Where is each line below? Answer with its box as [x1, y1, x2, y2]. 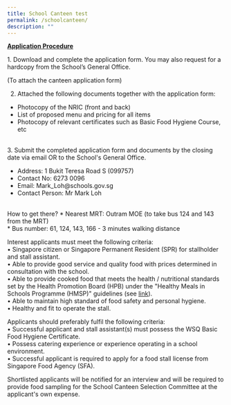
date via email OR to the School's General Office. [7, 153, 147, 162]
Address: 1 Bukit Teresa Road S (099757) [17, 167, 134, 175]
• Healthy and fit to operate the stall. [7, 304, 111, 313]
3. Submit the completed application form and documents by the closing [7, 146, 213, 155]
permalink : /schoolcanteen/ [7, 17, 89, 24]
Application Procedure [7, 42, 74, 51]
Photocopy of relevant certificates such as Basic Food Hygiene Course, [17, 118, 221, 126]
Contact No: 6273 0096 [17, 174, 85, 182]
